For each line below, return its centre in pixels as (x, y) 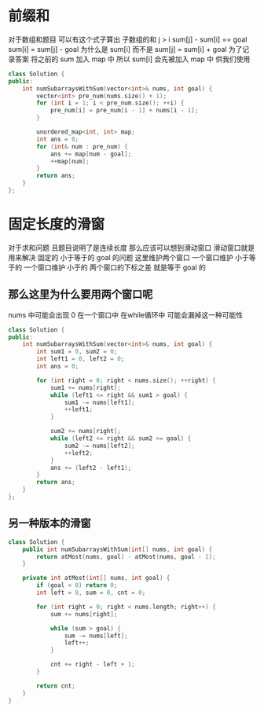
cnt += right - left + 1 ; (92, 665)
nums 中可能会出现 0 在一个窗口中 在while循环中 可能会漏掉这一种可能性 (126, 314)
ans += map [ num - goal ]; (91, 154)
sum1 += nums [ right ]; (86, 387)
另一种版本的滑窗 (49, 523)
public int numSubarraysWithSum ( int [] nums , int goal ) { (117, 549)
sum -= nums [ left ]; (96, 636)
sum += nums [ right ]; (84, 614)
